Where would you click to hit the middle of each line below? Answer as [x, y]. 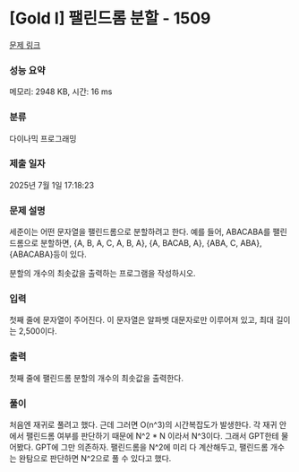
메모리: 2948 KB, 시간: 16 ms [61, 92]
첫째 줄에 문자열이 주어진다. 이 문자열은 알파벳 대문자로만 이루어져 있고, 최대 [142, 320]
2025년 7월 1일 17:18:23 [52, 185]
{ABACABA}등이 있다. [48, 254]
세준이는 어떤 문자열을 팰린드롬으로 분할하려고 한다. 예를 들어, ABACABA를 [140, 232]
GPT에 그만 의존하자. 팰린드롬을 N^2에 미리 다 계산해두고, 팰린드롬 [152, 447]
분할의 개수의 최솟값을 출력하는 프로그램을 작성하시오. [103, 274]
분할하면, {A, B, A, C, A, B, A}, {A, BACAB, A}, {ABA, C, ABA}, [151, 243]
